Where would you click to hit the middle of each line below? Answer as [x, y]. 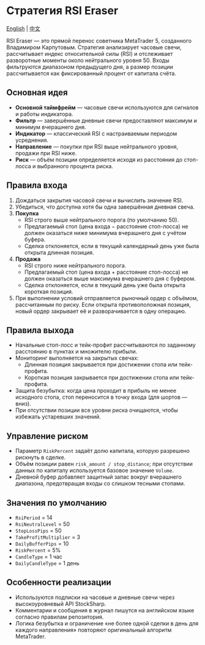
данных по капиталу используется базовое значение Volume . [95, 471]
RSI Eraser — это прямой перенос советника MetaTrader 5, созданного [99, 41]
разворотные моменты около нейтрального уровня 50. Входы [88, 60]
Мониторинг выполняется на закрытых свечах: [77, 358]
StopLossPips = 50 [38, 531]
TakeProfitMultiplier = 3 [48, 537]
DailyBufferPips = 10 [42, 543]
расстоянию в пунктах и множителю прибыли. [76, 352]
